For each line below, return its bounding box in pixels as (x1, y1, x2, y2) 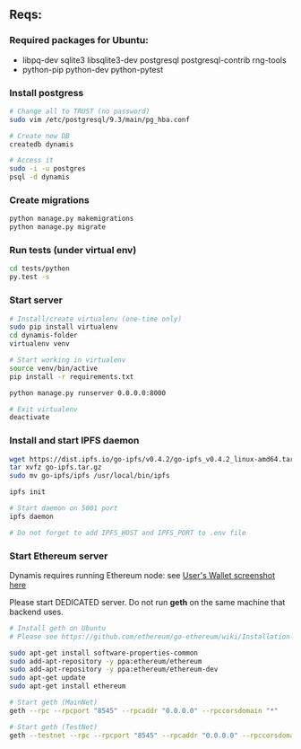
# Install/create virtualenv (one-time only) (9, 314, 182, 323)
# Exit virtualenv (9, 404, 78, 414)
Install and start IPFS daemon (9, 435, 140, 447)
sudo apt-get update (9, 674, 87, 683)
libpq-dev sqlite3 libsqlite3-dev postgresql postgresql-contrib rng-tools (21, 54, 287, 66)
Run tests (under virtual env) (9, 244, 137, 257)
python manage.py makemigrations (9, 215, 134, 224)
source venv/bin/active (9, 364, 99, 373)
